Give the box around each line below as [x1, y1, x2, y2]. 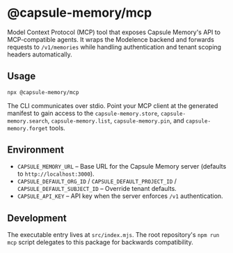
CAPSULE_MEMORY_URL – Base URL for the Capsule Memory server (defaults [17, 162, 227, 171]
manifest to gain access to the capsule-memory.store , [7, 109, 160, 117]
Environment [7, 144, 65, 156]
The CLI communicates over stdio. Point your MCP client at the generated [7, 101, 218, 109]
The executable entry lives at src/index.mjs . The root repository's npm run [7, 231, 220, 239]
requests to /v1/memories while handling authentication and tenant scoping [7, 43, 221, 51]
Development [7, 212, 67, 224]
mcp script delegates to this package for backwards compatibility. [7, 238, 193, 247]
